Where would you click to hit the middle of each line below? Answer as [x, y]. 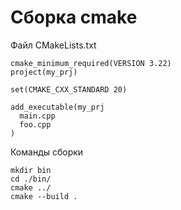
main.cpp [37, 116]
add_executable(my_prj [57, 107]
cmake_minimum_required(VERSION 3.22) [91, 63]
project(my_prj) [44, 72]
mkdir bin [31, 170]
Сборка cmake [74, 17]
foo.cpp [35, 124]
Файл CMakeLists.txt [53, 45]
